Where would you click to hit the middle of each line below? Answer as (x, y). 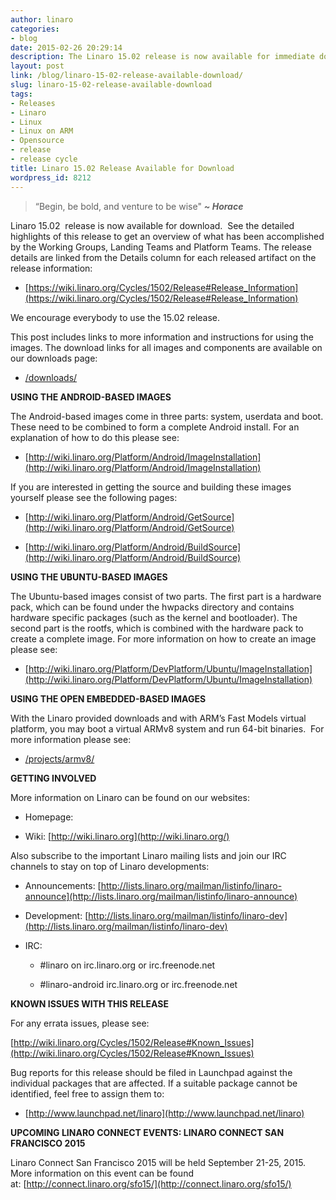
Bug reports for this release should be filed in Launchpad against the (151, 1072)
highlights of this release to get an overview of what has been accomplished (167, 236)
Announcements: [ (63, 885)
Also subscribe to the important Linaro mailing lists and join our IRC (148, 855)
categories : (35, 29)
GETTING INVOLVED (53, 778)
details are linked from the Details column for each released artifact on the (163, 257)
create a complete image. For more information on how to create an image (163, 638)
